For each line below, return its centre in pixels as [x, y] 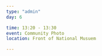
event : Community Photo [35, 33]
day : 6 [14, 17]
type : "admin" [24, 11]
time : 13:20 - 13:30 [32, 28]
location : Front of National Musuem [51, 39]
